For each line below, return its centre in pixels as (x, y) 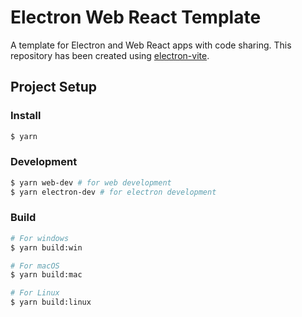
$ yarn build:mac (46, 275)
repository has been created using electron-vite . (110, 55)
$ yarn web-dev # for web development (91, 182)
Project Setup (54, 87)
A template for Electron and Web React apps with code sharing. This (151, 45)
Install (26, 116)
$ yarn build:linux (51, 302)
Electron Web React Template (136, 17)
